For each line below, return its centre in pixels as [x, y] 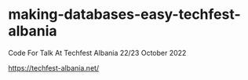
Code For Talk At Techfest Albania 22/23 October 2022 [97, 53]
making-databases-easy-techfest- [124, 15]
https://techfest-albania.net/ [54, 67]
